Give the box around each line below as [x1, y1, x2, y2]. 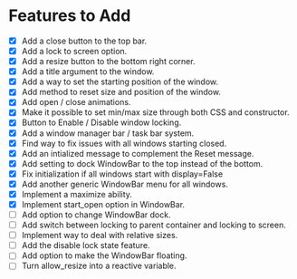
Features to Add [8, 5, 131, 26]
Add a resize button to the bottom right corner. [21, 56, 196, 67]
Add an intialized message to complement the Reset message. [21, 148, 254, 159]
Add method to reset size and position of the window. [21, 87, 221, 98]
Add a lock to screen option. [21, 46, 128, 56]
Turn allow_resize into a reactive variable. [21, 260, 177, 272]
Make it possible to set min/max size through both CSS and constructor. [21, 107, 291, 118]
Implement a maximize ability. [21, 188, 133, 199]
